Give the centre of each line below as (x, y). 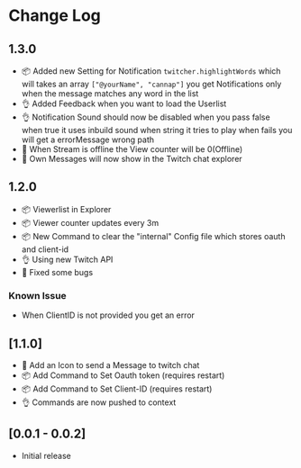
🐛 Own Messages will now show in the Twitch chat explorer (132, 159)
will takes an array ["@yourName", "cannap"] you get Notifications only (151, 84)
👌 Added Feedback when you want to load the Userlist (124, 103)
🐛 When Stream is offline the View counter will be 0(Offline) (132, 149)
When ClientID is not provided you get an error (108, 315)
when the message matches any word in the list (110, 94)
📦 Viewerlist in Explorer (66, 209)
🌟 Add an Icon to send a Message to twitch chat (110, 364)
